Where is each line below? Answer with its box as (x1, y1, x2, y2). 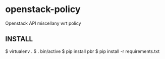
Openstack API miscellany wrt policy (5, 20, 82, 26)
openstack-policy (5, 4, 81, 15)
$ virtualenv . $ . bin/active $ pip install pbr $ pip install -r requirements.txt (5, 48, 160, 54)
